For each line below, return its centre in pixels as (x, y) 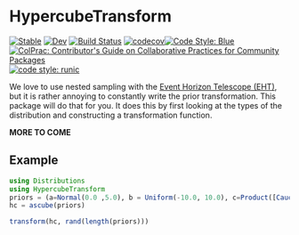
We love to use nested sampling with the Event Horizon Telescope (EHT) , (143, 86)
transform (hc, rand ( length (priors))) (79, 222)
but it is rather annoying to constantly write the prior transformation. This (142, 96)
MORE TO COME (40, 132)
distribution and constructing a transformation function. (111, 115)
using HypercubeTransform (57, 189)
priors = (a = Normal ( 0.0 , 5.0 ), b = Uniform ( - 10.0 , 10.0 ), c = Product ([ (143, 198)
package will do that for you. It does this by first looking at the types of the (146, 105)
